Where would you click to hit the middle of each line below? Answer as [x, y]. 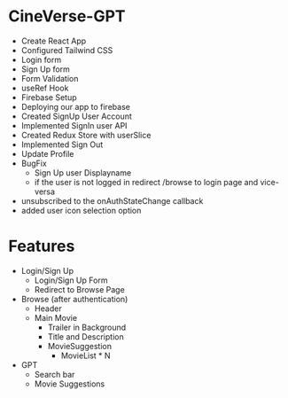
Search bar [54, 374]
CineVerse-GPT [67, 16]
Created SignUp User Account [76, 116]
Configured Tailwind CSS [67, 50]
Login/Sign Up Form [71, 280]
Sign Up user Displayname [83, 172]
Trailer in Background [87, 327]
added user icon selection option [81, 210]
